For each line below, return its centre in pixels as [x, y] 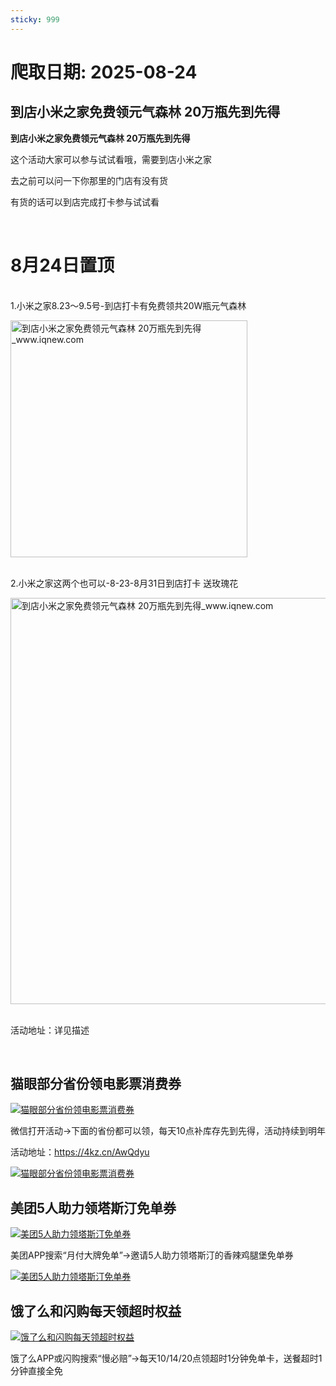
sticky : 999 [35, 19]
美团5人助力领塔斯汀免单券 [93, 1207]
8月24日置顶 [62, 265]
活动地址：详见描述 [50, 1030]
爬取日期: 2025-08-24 [104, 72]
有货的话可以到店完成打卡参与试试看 [85, 202]
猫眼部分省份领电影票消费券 [96, 1083]
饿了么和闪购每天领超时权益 [96, 1311]
